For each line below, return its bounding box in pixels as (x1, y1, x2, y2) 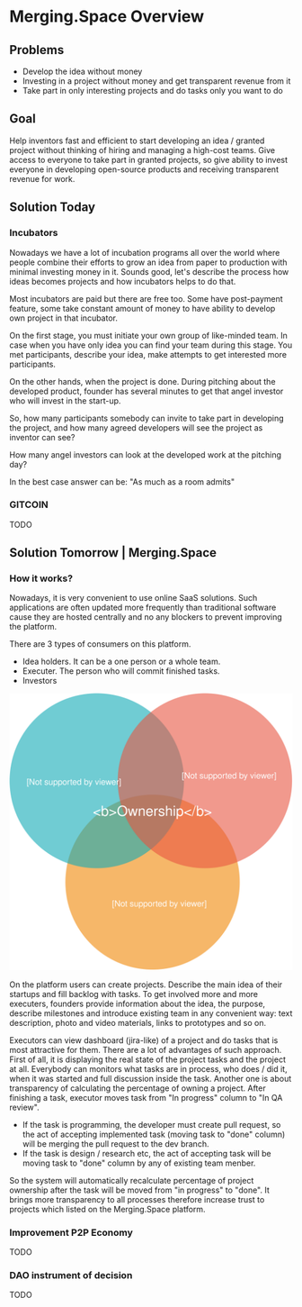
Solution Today (9, 200, 96, 215)
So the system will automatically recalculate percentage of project (9, 1175, 254, 1185)
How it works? (9, 572, 74, 585)
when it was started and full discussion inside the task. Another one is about (9, 1073, 292, 1084)
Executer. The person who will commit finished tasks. (22, 666, 220, 676)
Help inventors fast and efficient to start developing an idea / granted (9, 135, 265, 146)
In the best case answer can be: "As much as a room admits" (9, 476, 235, 487)
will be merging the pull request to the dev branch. (22, 1138, 209, 1149)
